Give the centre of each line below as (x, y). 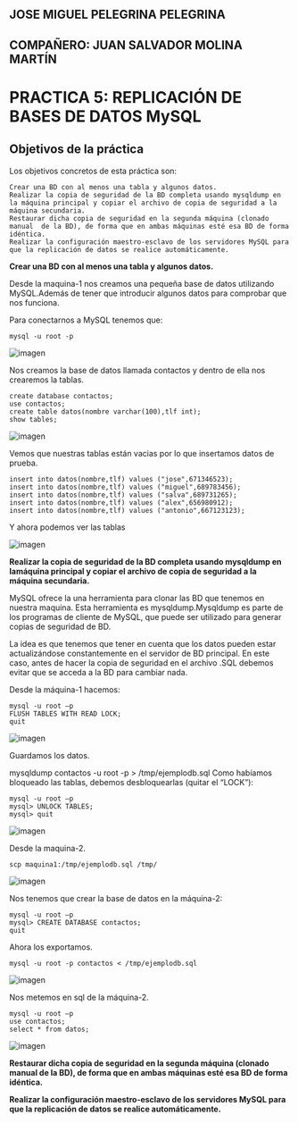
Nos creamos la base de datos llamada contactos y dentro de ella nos (137, 370)
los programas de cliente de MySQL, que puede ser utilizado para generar (145, 616)
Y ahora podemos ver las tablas (67, 527)
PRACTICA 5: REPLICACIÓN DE (126, 97)
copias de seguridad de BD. (60, 626)
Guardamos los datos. (50, 755)
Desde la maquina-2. (48, 848)
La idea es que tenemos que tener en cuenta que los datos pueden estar (143, 643)
